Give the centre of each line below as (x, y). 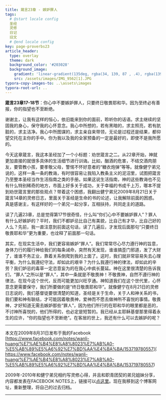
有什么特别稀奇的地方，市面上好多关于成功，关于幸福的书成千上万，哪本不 (81, 185)
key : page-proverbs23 (27, 46)
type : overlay (24, 56)
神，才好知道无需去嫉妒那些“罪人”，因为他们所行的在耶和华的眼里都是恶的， (83, 305)
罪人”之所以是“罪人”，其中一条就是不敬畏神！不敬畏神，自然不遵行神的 (88, 274)
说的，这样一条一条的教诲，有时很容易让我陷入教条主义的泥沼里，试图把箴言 (83, 173)
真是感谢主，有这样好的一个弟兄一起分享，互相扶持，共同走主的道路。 (77, 204)
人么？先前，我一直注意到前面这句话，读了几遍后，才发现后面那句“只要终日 (82, 227)
